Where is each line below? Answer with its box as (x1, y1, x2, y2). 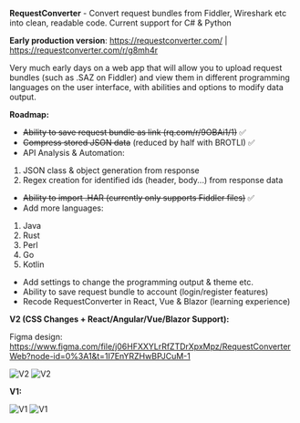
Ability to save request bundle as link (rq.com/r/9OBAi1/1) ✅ (22, 127, 246, 138)
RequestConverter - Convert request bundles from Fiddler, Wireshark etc (9, 8, 287, 18)
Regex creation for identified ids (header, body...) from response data (22, 175, 284, 185)
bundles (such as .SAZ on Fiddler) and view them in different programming (9, 72, 290, 83)
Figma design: (9, 332, 63, 342)
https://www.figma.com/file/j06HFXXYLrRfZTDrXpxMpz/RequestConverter (9, 341, 292, 352)
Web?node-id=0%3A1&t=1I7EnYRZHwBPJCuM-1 (9, 351, 191, 361)
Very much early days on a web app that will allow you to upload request (9, 63, 283, 73)
